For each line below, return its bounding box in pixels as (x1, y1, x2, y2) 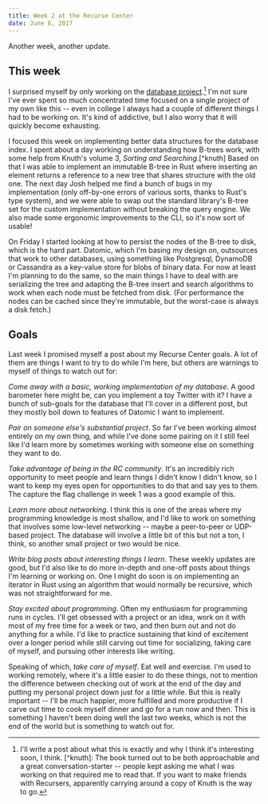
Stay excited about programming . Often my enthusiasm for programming (8, 603, 248, 613)
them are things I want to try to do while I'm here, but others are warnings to (8, 358, 259, 367)
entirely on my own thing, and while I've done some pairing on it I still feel (8, 431, 250, 441)
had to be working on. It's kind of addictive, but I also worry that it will (8, 112, 238, 122)
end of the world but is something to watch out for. (8, 721, 175, 730)
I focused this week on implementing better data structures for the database (8, 136, 259, 146)
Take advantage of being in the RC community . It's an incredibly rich (8, 463, 235, 473)
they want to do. (8, 448, 62, 458)
